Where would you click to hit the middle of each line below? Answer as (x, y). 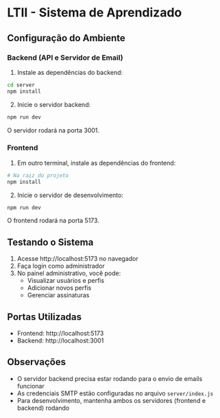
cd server (21, 85)
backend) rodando (43, 408)
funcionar (30, 386)
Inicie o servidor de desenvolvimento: (70, 195)
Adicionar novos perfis (59, 288)
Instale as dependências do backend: (70, 72)
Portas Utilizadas (45, 317)
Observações (37, 362)
